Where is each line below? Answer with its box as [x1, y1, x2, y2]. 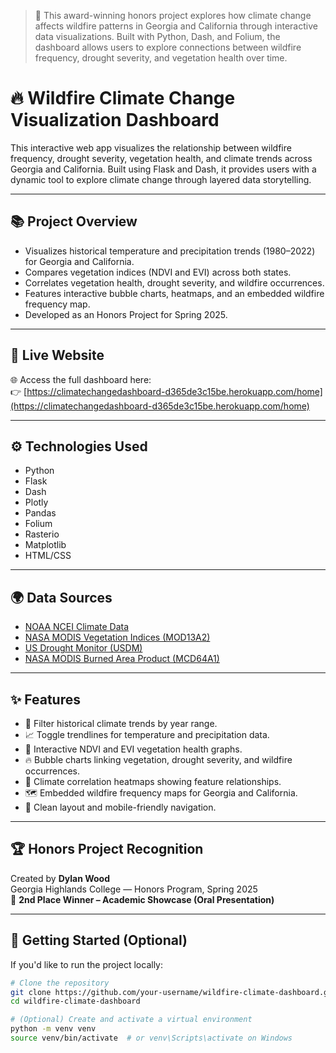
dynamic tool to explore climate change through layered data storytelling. [10, 173, 312, 185]
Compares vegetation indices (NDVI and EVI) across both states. [24, 266, 292, 278]
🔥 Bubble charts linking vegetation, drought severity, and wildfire [24, 754, 293, 765]
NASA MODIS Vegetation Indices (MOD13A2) [24, 631, 211, 644]
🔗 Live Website [10, 347, 105, 364]
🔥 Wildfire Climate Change [10, 87, 236, 110]
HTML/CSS [24, 550, 72, 562]
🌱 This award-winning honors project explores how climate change [34, 10, 312, 21]
